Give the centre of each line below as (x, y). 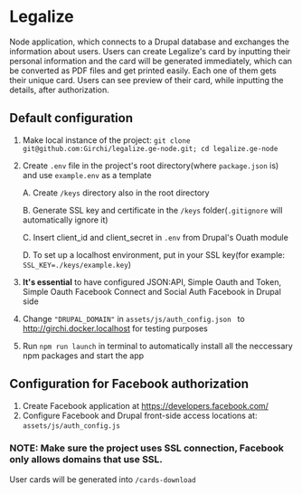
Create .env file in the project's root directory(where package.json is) (151, 166)
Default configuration (71, 118)
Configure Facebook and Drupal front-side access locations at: (140, 415)
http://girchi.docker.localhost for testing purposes (115, 328)
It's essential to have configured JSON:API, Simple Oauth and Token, (152, 281)
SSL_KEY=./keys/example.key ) (77, 264)
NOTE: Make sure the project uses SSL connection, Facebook (147, 448)
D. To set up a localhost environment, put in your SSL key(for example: (154, 254)
